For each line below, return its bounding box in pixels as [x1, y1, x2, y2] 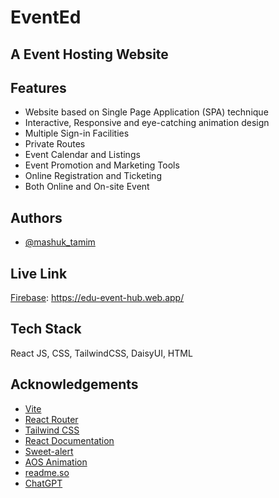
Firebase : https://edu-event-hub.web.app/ [10, 292, 185, 304]
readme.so [24, 466, 70, 478]
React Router [24, 413, 79, 425]
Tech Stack [10, 321, 82, 338]
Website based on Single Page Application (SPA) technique [24, 106, 269, 118]
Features [10, 79, 67, 96]
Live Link [10, 265, 68, 282]
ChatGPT [24, 477, 63, 489]
